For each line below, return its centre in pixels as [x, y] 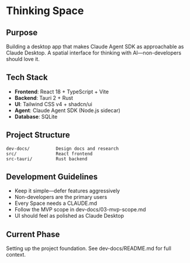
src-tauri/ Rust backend [47, 159]
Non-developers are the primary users [61, 197]
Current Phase [33, 234]
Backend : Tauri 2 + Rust [44, 97]
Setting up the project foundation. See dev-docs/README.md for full [89, 248]
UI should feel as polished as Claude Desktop [69, 216]
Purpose [22, 33]
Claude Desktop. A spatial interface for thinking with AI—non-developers [94, 53]
